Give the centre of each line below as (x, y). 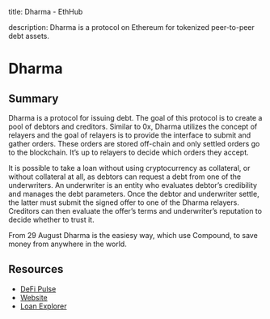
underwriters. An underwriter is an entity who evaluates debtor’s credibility (133, 185)
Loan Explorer (43, 306)
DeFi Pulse (38, 289)
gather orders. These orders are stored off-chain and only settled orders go (134, 144)
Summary (34, 98)
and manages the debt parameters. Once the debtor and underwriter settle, (134, 194)
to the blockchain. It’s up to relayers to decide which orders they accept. (129, 152)
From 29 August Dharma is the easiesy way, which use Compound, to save (133, 235)
